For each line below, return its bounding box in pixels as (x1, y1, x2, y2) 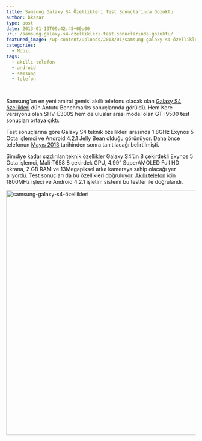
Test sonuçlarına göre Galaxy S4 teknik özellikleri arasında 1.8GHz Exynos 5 (6, 129, 194, 136)
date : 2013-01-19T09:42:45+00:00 (6, 25, 90, 32)
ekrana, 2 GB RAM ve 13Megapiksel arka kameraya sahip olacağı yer (6, 166, 176, 173)
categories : (6, 43, 36, 49)
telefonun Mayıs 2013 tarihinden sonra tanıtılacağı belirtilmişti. (6, 141, 159, 148)
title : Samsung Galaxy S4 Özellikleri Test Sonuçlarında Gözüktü (6, 8, 173, 15)
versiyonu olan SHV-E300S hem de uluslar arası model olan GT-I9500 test (6, 111, 190, 118)
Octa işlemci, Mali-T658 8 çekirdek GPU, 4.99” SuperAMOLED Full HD (6, 159, 179, 166)
